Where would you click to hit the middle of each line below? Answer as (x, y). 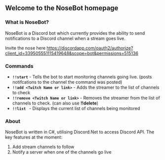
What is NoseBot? (27, 22)
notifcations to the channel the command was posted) (67, 82)
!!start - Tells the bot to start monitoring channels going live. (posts (82, 77)
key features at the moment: (34, 137)
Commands (19, 66)
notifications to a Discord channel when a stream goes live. (65, 38)
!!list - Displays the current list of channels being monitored (76, 108)
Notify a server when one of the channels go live (62, 152)
